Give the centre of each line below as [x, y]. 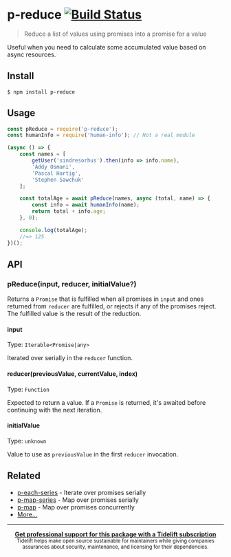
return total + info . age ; [69, 211]
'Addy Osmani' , [54, 167]
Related [24, 476]
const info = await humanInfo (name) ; [86, 205]
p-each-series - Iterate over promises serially [81, 492]
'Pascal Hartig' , [56, 173]
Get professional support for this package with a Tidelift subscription [115, 534]
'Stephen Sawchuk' [58, 180]
